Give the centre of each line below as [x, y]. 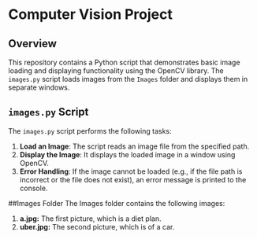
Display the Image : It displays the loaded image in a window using [127, 154]
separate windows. [39, 87]
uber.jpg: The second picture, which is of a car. [97, 226]
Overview [33, 44]
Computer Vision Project [91, 15]
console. [34, 188]
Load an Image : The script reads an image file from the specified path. [134, 146]
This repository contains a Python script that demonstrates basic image [124, 62]
